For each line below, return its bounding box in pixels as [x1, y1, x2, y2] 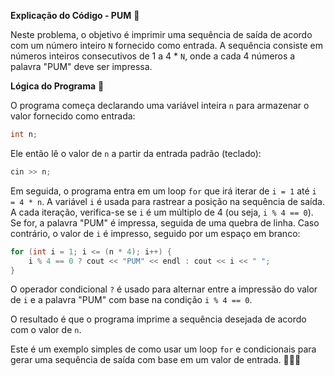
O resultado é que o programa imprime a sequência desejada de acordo [10, 313, 307, 325]
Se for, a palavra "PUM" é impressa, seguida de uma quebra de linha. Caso [10, 216, 320, 229]
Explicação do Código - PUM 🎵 [10, 10, 140, 21]
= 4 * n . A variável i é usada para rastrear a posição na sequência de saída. [10, 195, 325, 207]
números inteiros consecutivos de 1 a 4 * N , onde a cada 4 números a [10, 50, 296, 62]
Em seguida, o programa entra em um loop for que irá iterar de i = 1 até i [10, 185, 317, 197]
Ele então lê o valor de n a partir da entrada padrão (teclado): [10, 147, 262, 159]
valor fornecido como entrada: [10, 110, 136, 122]
